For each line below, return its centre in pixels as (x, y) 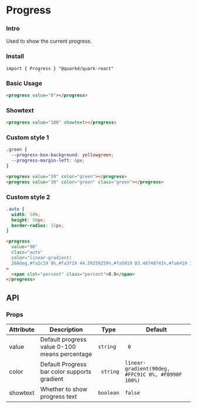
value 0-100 (58, 347)
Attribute (22, 330)
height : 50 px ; (28, 220)
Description (66, 330)
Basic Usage (24, 83)
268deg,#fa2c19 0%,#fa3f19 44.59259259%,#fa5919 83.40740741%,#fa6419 (99, 263)
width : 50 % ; (26, 214)
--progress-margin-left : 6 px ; (48, 161)
